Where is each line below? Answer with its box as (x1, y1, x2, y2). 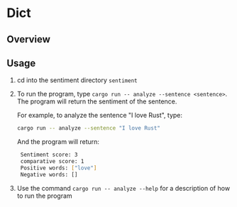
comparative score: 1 (20, 158, 84, 165)
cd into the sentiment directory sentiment (16, 76, 138, 84)
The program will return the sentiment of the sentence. (16, 97, 177, 106)
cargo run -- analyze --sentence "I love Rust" (16, 125, 160, 132)
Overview (6, 33, 51, 45)
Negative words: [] (20, 171, 78, 178)
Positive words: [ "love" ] (20, 164, 97, 172)
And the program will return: (16, 138, 100, 146)
